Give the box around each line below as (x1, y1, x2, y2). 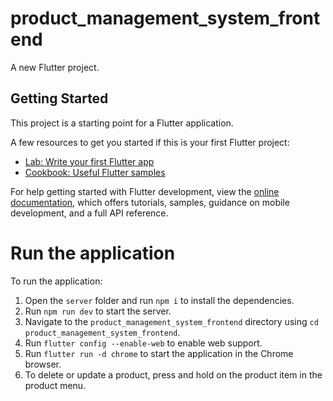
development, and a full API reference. (10, 207, 169, 219)
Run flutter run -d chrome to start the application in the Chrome (24, 347, 294, 359)
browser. (24, 358, 62, 370)
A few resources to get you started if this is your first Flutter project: (10, 136, 290, 148)
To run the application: (10, 275, 103, 287)
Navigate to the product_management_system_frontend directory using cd (24, 315, 319, 327)
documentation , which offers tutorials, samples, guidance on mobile (10, 196, 290, 208)
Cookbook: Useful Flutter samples (24, 166, 166, 178)
